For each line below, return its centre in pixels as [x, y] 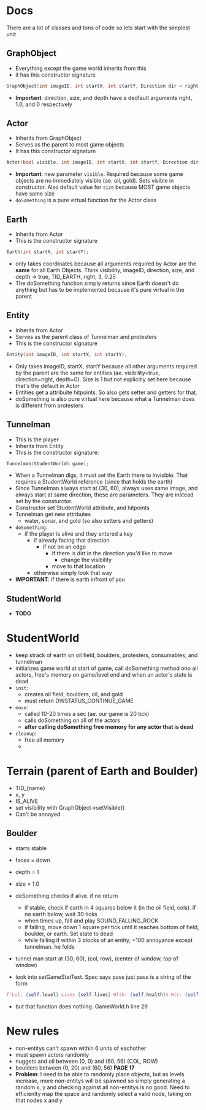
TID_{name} [30, 788]
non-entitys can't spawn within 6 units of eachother [81, 1048]
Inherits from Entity [40, 446]
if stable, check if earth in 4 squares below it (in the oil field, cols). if [110, 907]
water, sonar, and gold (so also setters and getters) [89, 521]
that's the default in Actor [47, 386]
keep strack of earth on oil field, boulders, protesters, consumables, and [106, 655]
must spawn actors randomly [52, 1054]
